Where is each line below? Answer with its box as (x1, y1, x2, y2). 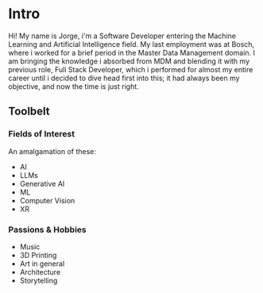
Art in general (19, 259, 65, 268)
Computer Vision (19, 195, 75, 205)
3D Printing (19, 250, 57, 260)
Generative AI (19, 179, 65, 188)
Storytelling (19, 276, 58, 285)
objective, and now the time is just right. (8, 81, 139, 91)
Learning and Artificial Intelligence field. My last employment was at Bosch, (8, 39, 255, 48)
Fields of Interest (8, 129, 75, 140)
